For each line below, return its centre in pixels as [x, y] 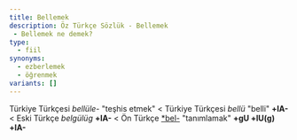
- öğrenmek [37, 75]
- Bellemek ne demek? [53, 34]
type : [19, 42]
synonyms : [27, 58]
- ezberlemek [41, 67]
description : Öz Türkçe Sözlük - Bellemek [89, 26]
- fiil [29, 51]
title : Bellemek [39, 17]
